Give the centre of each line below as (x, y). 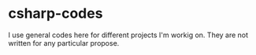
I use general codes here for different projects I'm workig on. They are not (128, 35)
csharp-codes (56, 14)
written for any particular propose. (64, 43)
